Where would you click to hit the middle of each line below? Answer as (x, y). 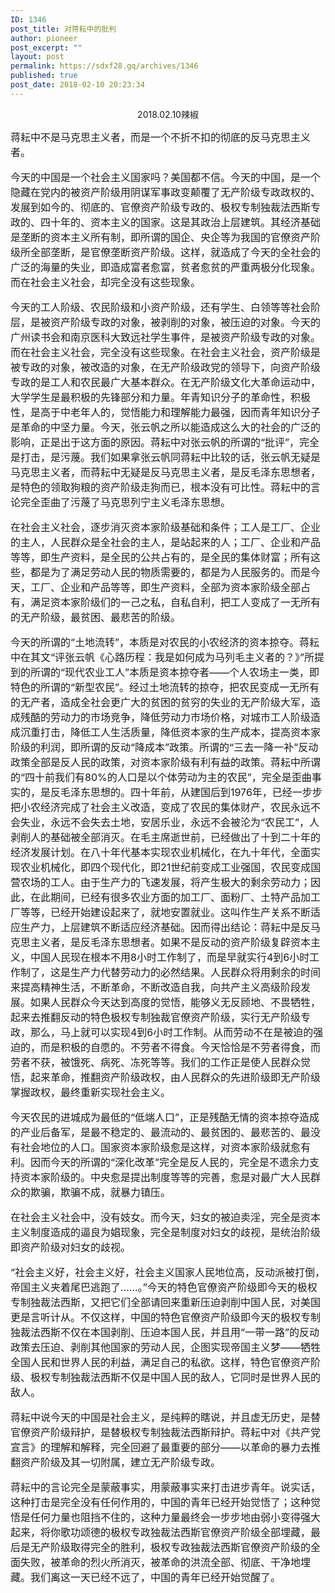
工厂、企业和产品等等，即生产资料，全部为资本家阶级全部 (166, 587)
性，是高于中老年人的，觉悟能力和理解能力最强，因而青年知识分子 (166, 412)
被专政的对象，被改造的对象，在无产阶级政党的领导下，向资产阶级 (166, 367)
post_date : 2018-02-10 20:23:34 (77, 85)
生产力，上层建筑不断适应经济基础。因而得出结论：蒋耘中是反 (166, 927)
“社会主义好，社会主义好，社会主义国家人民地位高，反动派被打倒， (168, 1272)
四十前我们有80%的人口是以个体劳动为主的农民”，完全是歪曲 (168, 777)
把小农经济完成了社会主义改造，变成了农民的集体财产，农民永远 (161, 807)
